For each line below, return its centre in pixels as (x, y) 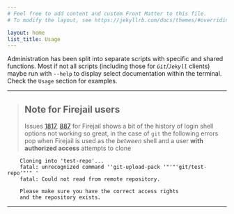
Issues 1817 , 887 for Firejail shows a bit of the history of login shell (119, 126)
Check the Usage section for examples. (62, 81)
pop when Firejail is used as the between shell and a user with (114, 141)
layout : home (26, 33)
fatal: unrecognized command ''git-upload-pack (90, 167)
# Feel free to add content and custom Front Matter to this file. (107, 14)
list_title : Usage (34, 39)
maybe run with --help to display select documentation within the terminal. (115, 74)
